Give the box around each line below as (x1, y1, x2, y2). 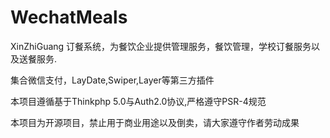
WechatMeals (10, 6, 128, 29)
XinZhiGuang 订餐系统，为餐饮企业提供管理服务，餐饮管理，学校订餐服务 (10, 40, 312, 52)
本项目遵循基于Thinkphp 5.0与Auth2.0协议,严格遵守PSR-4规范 (10, 95, 267, 107)
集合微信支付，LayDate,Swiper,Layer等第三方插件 (10, 74, 215, 86)
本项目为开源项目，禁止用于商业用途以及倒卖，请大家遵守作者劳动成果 (10, 116, 300, 128)
